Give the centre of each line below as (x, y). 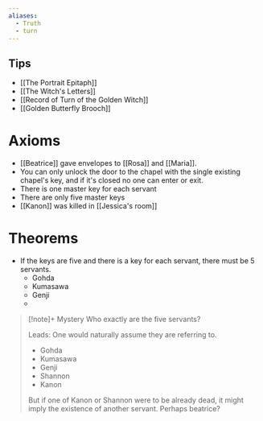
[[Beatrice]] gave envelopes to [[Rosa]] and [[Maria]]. (108, 163)
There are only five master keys (72, 197)
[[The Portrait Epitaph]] (58, 83)
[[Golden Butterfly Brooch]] (65, 109)
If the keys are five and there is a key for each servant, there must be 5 (137, 261)
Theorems (43, 239)
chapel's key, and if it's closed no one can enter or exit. (111, 180)
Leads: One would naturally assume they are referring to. (122, 335)
